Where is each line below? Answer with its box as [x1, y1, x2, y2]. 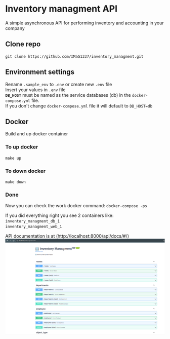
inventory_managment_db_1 [5, 219, 60, 224]
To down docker [5, 167, 46, 174]
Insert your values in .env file [5, 87, 66, 93]
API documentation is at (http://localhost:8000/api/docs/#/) [5, 233, 129, 239]
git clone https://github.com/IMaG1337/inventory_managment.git [5, 54, 144, 59]
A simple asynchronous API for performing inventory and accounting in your [5, 20, 164, 26]
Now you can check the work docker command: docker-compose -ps [5, 203, 148, 209]
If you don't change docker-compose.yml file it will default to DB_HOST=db [5, 102, 153, 109]
